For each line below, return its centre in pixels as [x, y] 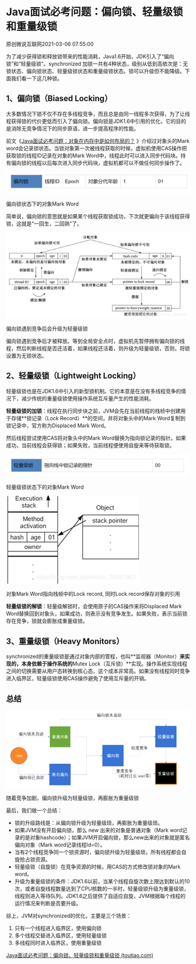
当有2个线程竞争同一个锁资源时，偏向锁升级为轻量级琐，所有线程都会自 [100, 852]
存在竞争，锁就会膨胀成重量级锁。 [47, 621]
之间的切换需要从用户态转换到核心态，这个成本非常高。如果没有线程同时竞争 [98, 671]
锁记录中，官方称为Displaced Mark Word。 [58, 426]
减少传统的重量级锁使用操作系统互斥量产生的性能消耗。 [88, 398]
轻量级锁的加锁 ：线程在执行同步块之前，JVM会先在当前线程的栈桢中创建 [93, 411]
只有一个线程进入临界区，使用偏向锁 [58, 928]
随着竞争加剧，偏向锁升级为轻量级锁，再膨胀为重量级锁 [72, 798]
